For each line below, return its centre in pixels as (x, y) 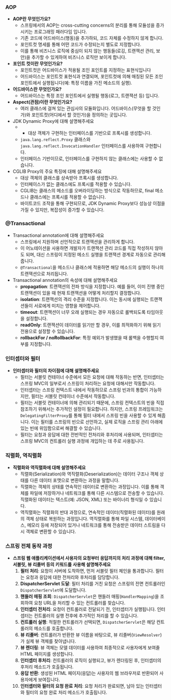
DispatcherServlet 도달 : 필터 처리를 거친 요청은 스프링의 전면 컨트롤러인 (93, 584)
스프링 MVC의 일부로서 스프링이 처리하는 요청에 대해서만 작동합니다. (88, 383)
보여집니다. (49, 680)
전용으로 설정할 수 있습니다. (47, 331)
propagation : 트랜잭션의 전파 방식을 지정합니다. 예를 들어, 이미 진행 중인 (92, 286)
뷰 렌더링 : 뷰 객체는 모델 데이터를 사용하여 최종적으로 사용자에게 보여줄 (90, 648)
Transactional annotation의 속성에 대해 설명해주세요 (65, 280)
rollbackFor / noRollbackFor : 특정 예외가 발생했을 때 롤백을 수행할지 (89, 337)
